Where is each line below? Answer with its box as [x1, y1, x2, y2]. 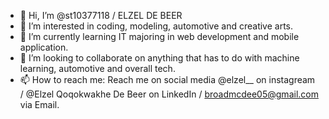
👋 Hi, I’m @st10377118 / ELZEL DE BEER [19, 10, 183, 21]
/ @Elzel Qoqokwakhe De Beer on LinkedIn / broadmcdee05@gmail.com [19, 88, 319, 100]
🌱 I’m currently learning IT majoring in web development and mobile [19, 31, 300, 42]
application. [19, 41, 69, 53]
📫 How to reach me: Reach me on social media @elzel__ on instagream [19, 74, 316, 85]
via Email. [19, 99, 60, 110]
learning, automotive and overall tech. [19, 63, 176, 74]
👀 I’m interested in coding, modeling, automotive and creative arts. [19, 20, 294, 32]
